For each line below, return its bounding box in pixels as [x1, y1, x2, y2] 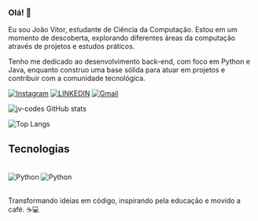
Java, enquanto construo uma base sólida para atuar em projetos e [8, 65, 226, 75]
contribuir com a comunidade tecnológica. [8, 74, 146, 83]
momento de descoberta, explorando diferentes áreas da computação [8, 33, 236, 42]
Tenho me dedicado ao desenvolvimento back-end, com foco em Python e [8, 57, 250, 66]
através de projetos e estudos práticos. [8, 42, 135, 51]
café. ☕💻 [8, 204, 40, 214]
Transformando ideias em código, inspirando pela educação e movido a [8, 196, 241, 205]
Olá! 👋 [8, 7, 31, 18]
